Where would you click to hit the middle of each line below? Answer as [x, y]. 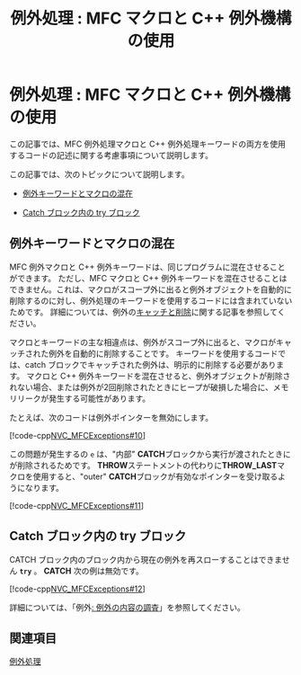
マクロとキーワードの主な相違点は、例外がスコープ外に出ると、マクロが [143, 342]
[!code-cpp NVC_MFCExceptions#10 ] [78, 435]
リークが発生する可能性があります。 [84, 398]
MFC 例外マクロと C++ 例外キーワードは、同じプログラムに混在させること [147, 267]
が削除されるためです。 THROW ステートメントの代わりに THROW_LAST [143, 465]
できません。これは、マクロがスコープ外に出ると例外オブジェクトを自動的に [150, 289]
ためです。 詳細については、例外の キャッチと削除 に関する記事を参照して [144, 312]
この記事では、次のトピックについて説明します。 [100, 174]
